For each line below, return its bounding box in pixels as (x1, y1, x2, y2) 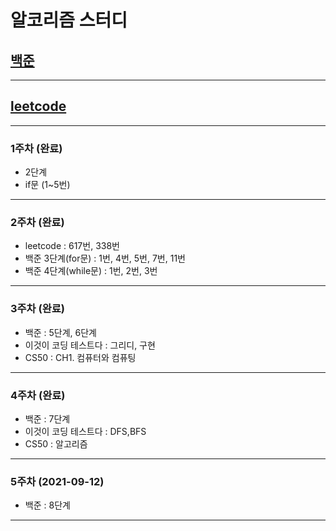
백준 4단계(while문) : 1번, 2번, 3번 (24, 265, 158, 277)
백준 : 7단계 (24, 413, 71, 425)
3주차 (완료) (10, 302, 65, 316)
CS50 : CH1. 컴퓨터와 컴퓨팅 (24, 351, 137, 363)
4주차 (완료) (10, 388, 66, 402)
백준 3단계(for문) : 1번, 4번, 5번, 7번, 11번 (24, 252, 186, 265)
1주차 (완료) (10, 141, 63, 155)
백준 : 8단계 (24, 499, 71, 511)
